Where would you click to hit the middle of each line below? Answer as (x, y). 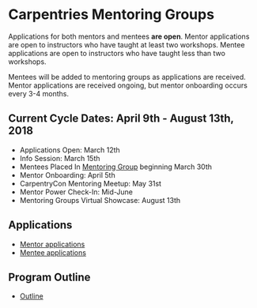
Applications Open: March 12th (70, 150)
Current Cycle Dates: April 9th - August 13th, (121, 119)
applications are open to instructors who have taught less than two (117, 53)
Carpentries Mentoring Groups (111, 15)
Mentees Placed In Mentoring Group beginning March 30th (115, 167)
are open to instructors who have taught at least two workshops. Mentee (127, 44)
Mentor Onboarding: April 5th (68, 175)
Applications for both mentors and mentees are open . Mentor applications (129, 36)
